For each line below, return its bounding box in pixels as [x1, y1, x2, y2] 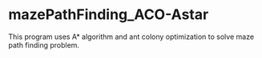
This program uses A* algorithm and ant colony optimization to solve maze [8, 32, 255, 41]
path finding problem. [8, 40, 80, 49]
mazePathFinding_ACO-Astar [8, 6, 209, 24]
